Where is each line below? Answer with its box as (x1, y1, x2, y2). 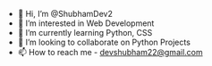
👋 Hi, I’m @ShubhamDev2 (17, 9, 114, 19)
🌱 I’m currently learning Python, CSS (17, 28, 153, 37)
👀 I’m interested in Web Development (17, 18, 155, 29)
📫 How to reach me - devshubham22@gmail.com (17, 47, 203, 57)
